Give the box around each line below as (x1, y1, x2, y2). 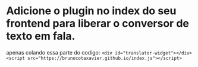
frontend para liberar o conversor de (6, 17, 189, 30)
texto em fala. (6, 30, 76, 43)
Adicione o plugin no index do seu (6, 4, 177, 18)
